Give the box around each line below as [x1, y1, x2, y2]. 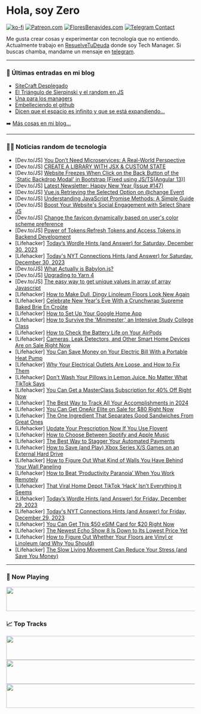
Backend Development [14, 233, 71, 240]
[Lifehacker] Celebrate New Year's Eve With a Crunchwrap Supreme [14, 297, 184, 304]
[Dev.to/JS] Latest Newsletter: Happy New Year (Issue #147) [14, 182, 164, 189]
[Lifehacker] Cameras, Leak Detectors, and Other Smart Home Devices [14, 335, 190, 343]
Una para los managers [14, 95, 73, 102]
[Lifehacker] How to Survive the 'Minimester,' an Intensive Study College [14, 316, 194, 323]
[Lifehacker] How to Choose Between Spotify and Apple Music [14, 431, 170, 438]
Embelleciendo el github [14, 102, 75, 109]
